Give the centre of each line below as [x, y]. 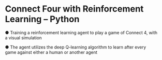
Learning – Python [42, 19]
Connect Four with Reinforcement [74, 9]
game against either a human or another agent [51, 52]
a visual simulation [23, 38]
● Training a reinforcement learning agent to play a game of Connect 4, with [81, 32]
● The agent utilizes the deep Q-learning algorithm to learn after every [76, 47]
